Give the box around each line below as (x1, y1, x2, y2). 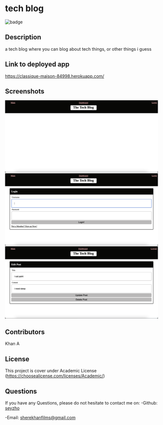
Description (5, 33, 41, 41)
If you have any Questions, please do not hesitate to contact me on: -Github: (5, 400, 158, 406)
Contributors (5, 328, 45, 336)
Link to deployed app (5, 60, 69, 69)
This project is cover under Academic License (5, 368, 97, 374)
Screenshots (5, 87, 45, 95)
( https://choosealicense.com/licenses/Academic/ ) (5, 373, 105, 379)
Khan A (5, 341, 20, 347)
